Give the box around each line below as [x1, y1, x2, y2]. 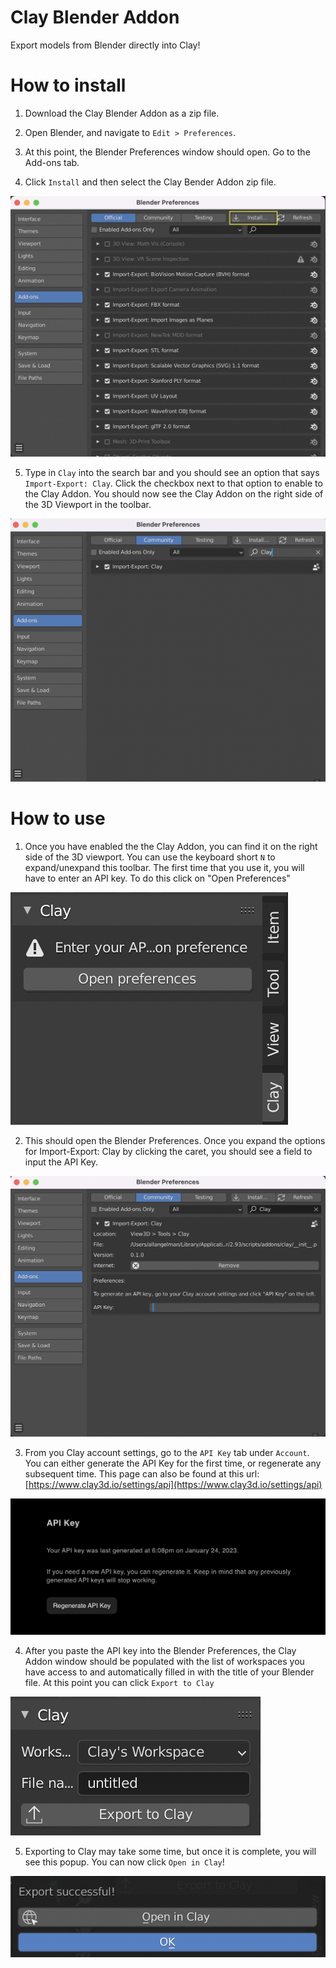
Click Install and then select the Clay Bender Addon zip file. [24, 176, 277, 188]
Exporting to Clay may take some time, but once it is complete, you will [24, 1846, 317, 1858]
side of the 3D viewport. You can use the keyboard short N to [24, 851, 276, 863]
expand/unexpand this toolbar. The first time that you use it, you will [24, 861, 305, 873]
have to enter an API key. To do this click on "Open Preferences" [24, 872, 291, 884]
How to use [10, 807, 106, 830]
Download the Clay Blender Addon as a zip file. [24, 107, 220, 119]
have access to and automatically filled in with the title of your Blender [24, 1666, 315, 1678]
